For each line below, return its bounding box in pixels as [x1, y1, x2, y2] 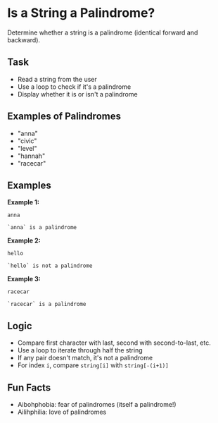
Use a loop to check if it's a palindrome [17, 82, 132, 91]
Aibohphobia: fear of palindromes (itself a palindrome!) [17, 400, 177, 408]
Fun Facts [7, 381, 51, 393]
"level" [17, 144, 37, 152]
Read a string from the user [17, 75, 97, 83]
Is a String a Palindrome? [7, 5, 155, 21]
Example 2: [7, 236, 41, 245]
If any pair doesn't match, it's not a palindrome [17, 354, 153, 362]
